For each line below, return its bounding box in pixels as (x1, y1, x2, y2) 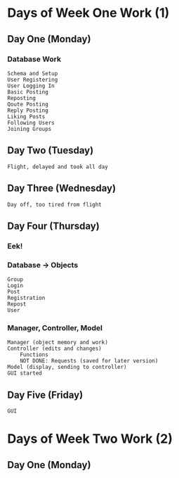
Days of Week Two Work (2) (7, 431, 173, 447)
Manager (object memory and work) (7, 339, 109, 346)
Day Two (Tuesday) (7, 144, 94, 156)
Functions (20, 351, 49, 358)
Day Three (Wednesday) (7, 182, 117, 194)
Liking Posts (7, 113, 46, 120)
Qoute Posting (7, 101, 49, 108)
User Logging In (7, 82, 55, 89)
